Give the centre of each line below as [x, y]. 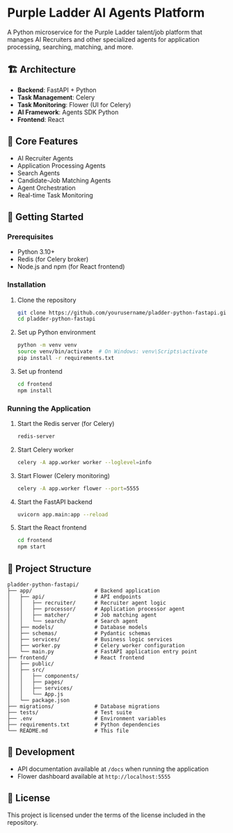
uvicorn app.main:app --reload [63, 514]
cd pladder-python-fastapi [56, 319]
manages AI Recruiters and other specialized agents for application [103, 39]
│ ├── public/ [31, 664]
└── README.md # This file [68, 731]
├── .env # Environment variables [87, 719]
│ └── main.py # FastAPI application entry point [102, 652]
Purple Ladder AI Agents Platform [106, 13]
